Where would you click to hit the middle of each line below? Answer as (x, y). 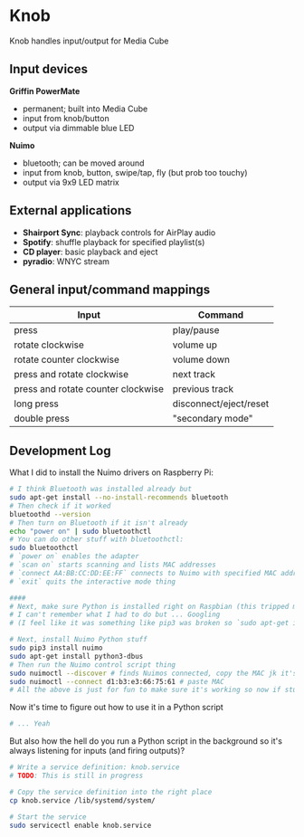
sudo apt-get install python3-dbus (76, 656)
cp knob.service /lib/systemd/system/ (82, 800)
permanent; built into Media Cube (85, 109)
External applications (71, 210)
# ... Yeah (30, 724)
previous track (203, 389)
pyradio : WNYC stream (66, 261)
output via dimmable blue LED (78, 128)
